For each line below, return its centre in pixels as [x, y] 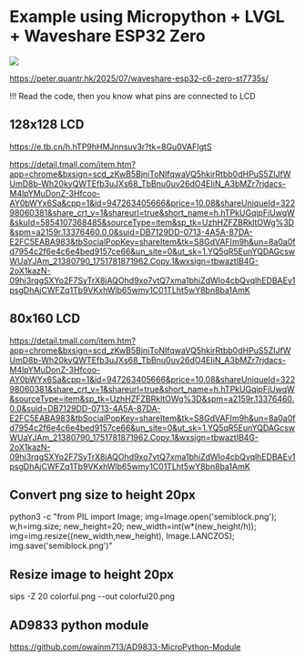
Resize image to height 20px [92, 574]
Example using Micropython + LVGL [147, 17]
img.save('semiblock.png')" [61, 546]
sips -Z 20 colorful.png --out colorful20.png [92, 596]
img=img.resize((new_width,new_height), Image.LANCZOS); [122, 536]
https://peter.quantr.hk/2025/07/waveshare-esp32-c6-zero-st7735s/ [139, 78]
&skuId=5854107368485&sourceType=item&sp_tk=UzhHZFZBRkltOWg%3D [152, 222]
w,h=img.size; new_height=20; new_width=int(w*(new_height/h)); [133, 526]
